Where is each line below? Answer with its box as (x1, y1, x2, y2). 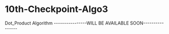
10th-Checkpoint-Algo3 (5, 3, 108, 15)
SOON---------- (130, 20, 164, 26)
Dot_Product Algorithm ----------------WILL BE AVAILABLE (5, 20, 129, 26)
